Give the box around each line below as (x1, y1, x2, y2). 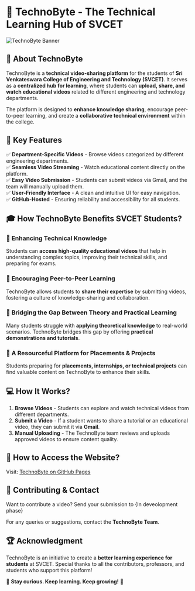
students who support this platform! (6, 567, 93, 574)
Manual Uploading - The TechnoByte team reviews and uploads (14, 429, 170, 437)
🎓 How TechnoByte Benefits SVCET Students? (6, 214, 183, 224)
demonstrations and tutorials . (6, 334, 80, 341)
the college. (6, 118, 35, 125)
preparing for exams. (6, 260, 57, 267)
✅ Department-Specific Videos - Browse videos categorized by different (6, 150, 184, 157)
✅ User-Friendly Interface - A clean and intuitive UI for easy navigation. (6, 189, 180, 196)
